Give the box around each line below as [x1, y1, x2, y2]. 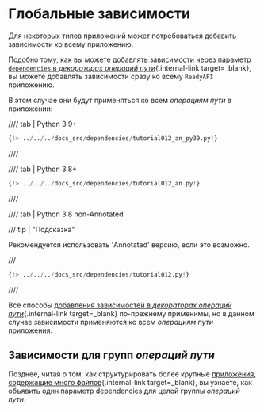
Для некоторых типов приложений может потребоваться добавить [8, 31, 237, 40]
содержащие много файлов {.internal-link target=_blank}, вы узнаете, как [8, 378, 252, 387]
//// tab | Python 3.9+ [8, 119, 78, 128]
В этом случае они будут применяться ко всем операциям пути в [8, 95, 232, 105]
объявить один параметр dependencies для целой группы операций [8, 386, 240, 396]
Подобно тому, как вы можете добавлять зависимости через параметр [8, 55, 251, 64]
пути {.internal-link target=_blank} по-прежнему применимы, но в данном [8, 308, 255, 318]
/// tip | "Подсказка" [8, 224, 75, 234]
